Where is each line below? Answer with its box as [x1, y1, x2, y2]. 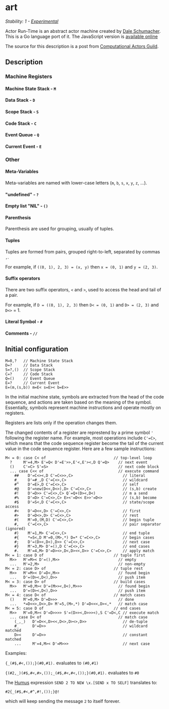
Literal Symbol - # [5, 319, 43, 325]
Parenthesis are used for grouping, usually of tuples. [5, 226, 115, 232]
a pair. [5, 292, 19, 298]
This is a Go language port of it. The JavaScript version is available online [5, 33, 158, 39]
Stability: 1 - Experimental [5, 18, 59, 24]
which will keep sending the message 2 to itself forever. [5, 698, 121, 704]
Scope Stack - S [5, 109, 39, 115]
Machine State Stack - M [5, 85, 57, 92]
